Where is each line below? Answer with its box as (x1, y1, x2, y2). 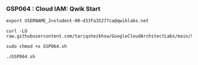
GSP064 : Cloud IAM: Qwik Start (6, 5, 101, 13)
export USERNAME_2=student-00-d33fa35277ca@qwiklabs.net (6, 18, 149, 24)
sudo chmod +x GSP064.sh (6, 43, 67, 50)
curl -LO (6, 28, 28, 34)
